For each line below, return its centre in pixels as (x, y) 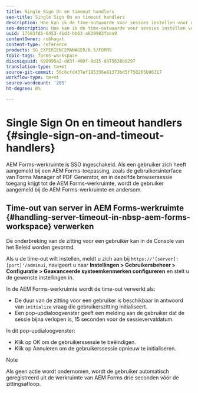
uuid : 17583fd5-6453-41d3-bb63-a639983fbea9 (62, 34)
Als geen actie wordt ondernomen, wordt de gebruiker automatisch (88, 371)
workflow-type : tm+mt (33, 77)
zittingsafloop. (24, 384)
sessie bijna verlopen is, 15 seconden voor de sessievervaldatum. (94, 319)
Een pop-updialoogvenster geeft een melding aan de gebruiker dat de (99, 313)
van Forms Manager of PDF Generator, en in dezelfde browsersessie (89, 177)
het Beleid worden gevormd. (41, 247)
